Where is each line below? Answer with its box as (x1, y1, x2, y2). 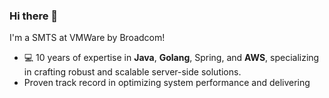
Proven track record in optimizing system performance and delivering (23, 77, 311, 89)
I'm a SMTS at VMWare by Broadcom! (9, 32, 166, 44)
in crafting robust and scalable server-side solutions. (23, 66, 242, 78)
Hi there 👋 (9, 9, 59, 23)
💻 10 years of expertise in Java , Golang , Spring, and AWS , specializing (23, 52, 320, 64)
